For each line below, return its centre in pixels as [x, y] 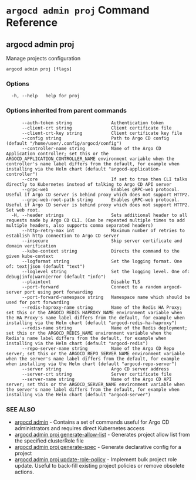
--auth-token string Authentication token [93, 123]
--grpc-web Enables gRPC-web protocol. [101, 189]
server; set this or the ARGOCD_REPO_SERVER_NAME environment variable [95, 353]
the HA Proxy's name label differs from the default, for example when [95, 318]
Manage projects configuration [43, 58]
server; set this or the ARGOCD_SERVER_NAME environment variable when [95, 384]
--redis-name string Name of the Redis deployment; [104, 328]
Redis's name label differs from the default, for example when [86, 338]
